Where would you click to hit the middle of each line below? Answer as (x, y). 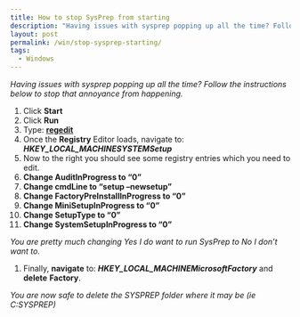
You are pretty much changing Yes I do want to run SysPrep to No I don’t (144, 242)
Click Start (43, 111)
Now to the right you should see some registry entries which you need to (157, 158)
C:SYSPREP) (33, 305)
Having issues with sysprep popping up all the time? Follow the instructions (149, 84)
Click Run (41, 120)
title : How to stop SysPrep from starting (90, 17)
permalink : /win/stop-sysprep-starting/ (86, 42)
